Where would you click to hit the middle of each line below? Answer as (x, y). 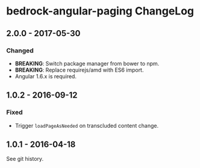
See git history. (25, 159)
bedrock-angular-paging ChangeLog (100, 11)
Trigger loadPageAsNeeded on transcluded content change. (87, 125)
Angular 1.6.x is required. (46, 76)
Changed (20, 51)
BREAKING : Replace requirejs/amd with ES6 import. (79, 70)
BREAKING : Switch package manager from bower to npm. (87, 63)
